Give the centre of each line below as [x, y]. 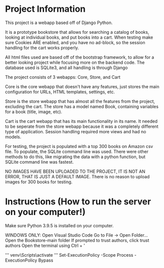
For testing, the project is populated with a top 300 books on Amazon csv [79, 146]
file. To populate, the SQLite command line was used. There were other [77, 151]
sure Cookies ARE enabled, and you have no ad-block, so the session [75, 42]
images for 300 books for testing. [39, 182]
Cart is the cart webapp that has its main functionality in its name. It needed [81, 121]
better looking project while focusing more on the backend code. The [75, 62]
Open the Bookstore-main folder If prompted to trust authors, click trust [77, 240]
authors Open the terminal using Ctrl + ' [45, 245]
